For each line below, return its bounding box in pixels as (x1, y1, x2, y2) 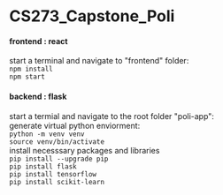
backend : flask (9, 91, 67, 101)
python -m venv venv (9, 130, 86, 139)
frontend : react (9, 35, 68, 46)
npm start (9, 72, 46, 81)
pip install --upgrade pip (9, 154, 109, 163)
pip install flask (9, 161, 77, 171)
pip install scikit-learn (9, 177, 104, 186)
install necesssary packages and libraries (9, 145, 160, 155)
